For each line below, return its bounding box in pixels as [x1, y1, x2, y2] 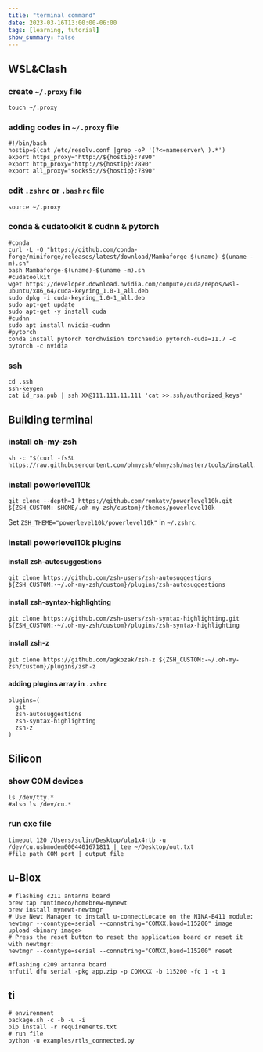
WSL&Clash [8, 62, 67, 75]
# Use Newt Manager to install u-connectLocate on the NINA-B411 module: [8, 912, 254, 920]
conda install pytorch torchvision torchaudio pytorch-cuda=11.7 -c [8, 335, 236, 343]
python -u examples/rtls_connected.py [8, 1037, 135, 1045]
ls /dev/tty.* [8, 793, 55, 801]
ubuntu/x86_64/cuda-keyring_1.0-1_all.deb [8, 287, 149, 295]
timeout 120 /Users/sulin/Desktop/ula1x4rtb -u [8, 836, 167, 844]
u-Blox [8, 872, 41, 885]
